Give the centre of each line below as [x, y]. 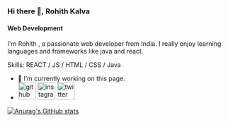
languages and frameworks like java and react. [75, 51]
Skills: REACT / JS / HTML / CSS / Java [64, 65]
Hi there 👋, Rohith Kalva [49, 11]
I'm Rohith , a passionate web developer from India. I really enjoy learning [114, 44]
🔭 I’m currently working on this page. [71, 79]
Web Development [35, 28]
